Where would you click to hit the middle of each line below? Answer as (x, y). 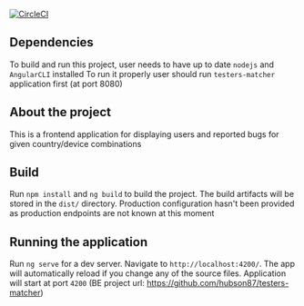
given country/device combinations (76, 143)
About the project (61, 112)
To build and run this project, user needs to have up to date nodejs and (142, 64)
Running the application (79, 242)
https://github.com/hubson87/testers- (218, 283)
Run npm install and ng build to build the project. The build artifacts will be (152, 194)
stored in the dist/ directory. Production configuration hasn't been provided (152, 203)
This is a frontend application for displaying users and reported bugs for (144, 134)
